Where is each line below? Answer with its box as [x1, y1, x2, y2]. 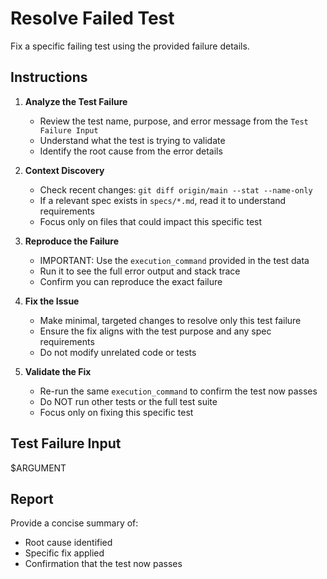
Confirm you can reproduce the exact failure [39, 275, 223, 287]
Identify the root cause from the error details [39, 145, 223, 157]
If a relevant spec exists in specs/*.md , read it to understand [39, 194, 287, 206]
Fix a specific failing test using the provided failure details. [10, 40, 250, 52]
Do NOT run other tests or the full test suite [39, 395, 218, 407]
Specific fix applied [24, 547, 105, 559]
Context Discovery [24, 164, 105, 176]
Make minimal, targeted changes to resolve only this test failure [39, 314, 302, 326]
